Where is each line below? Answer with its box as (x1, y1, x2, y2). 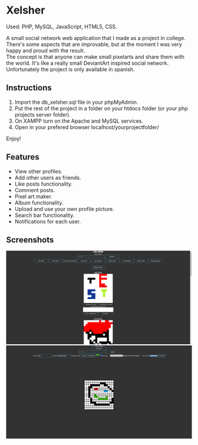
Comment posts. (14, 186, 55, 193)
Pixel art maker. (14, 193, 52, 200)
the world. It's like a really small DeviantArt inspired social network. (6, 60, 169, 67)
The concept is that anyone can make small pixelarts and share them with (6, 53, 184, 60)
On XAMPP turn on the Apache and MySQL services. (14, 117, 143, 124)
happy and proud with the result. (6, 47, 85, 54)
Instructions (6, 83, 52, 93)
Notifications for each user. (14, 217, 81, 225)
